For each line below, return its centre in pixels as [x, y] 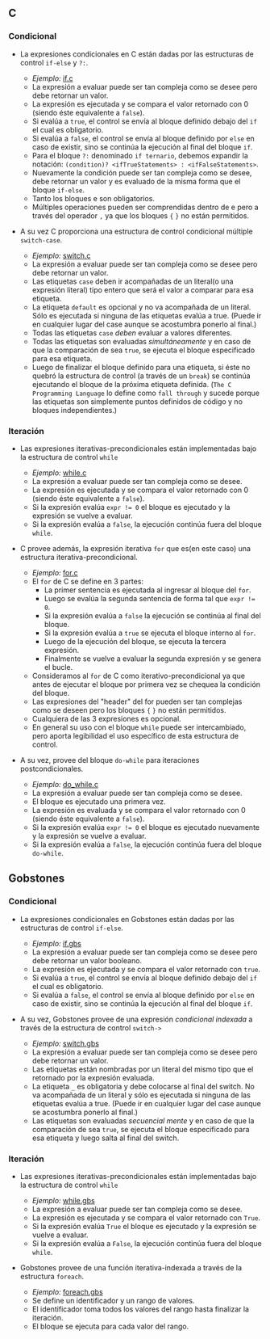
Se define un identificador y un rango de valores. [113, 1300]
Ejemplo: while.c [59, 473]
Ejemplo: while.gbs [63, 1200]
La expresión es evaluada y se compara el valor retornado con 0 [139, 810]
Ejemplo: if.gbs [57, 943]
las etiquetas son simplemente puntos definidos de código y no [137, 401]
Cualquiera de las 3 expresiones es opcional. [106, 718]
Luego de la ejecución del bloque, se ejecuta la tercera [135, 641]
